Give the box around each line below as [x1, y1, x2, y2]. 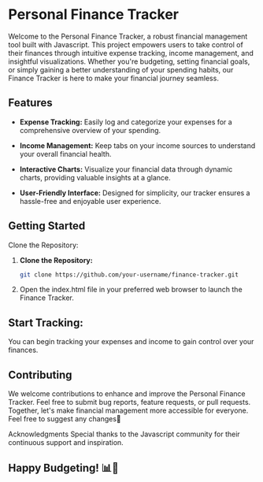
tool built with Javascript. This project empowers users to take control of [8, 39, 244, 49]
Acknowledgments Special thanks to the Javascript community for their [8, 429, 240, 439]
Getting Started [8, 219, 86, 233]
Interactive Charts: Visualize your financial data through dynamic [19, 164, 233, 174]
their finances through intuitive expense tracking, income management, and [8, 48, 254, 57]
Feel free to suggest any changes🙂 [8, 414, 121, 424]
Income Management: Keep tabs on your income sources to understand [19, 140, 256, 150]
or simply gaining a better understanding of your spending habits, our [8, 65, 234, 74]
